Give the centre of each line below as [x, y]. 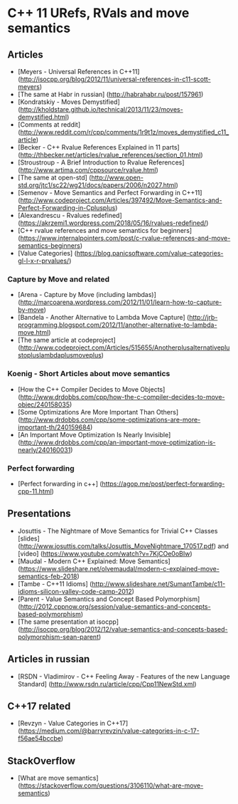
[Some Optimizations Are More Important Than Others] [98, 412]
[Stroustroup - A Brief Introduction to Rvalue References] [101, 162]
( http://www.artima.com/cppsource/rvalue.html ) [88, 170]
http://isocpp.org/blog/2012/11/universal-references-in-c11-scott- [115, 79]
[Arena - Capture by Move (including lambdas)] [87, 295]
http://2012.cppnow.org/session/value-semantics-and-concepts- [115, 606]
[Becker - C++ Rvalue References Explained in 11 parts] [98, 147]
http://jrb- [204, 318]
